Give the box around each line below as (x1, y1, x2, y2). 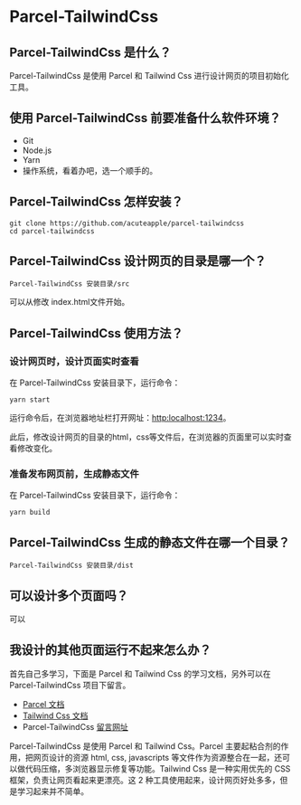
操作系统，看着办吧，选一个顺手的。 (22, 165, 158, 175)
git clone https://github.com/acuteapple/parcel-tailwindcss (9, 219, 245, 228)
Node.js (22, 145, 52, 156)
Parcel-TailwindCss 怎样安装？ (9, 194, 183, 210)
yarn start (9, 395, 51, 404)
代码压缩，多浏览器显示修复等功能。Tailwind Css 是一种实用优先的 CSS (24, 762, 291, 774)
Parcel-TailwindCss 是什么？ (9, 44, 172, 60)
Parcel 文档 (22, 698, 65, 709)
